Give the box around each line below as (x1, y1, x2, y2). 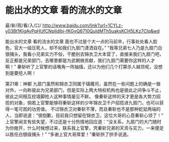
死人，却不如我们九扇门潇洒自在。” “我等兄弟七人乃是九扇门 (36, 44, 158, 51)
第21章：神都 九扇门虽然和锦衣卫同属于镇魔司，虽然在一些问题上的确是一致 (5, 80, 161, 86)
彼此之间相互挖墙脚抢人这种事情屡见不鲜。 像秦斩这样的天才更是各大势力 (5, 93, 156, 99)
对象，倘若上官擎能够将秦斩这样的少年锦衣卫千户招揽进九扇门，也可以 (14, 100, 159, 106)
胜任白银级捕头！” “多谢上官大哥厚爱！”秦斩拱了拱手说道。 (9, 131, 132, 137)
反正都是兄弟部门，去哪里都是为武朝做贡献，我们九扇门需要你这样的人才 (5, 57, 155, 63)
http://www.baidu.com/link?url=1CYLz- (42, 22, 123, 28)
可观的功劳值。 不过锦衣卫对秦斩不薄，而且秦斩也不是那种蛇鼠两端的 (18, 106, 161, 112)
